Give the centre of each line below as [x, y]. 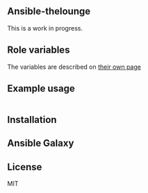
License [25, 167]
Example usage [41, 89]
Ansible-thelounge [49, 11]
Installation [32, 120]
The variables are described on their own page [74, 67]
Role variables [39, 50]
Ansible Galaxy [41, 143]
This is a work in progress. [45, 28]
